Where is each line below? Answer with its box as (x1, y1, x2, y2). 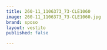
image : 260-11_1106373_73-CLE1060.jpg (6, 14, 101, 20)
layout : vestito (6, 24, 46, 31)
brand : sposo (6, 19, 38, 25)
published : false (6, 30, 49, 36)
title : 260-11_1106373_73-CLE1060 (6, 8, 91, 15)
